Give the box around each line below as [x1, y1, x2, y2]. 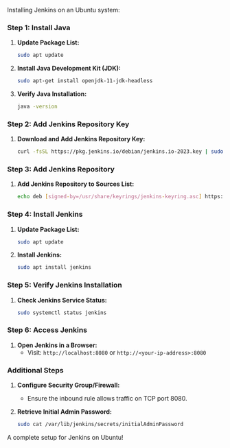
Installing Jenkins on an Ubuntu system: [7, 6, 120, 14]
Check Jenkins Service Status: [16, 296, 108, 304]
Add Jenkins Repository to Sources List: [16, 180, 135, 188]
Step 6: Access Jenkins [7, 325, 88, 335]
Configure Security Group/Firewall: [16, 381, 120, 390]
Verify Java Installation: [16, 90, 87, 98]
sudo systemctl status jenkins [16, 309, 107, 316]
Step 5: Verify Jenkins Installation [7, 281, 122, 290]
